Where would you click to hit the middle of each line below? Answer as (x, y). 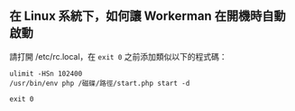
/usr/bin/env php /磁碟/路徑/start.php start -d (100, 83)
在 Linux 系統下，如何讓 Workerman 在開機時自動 (147, 16)
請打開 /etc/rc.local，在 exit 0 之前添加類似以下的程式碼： (118, 56)
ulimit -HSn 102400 (46, 74)
